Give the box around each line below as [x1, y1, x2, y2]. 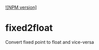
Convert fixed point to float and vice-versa [5, 39, 94, 45]
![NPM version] [5, 5, 37, 10]
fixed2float [5, 22, 53, 34]
